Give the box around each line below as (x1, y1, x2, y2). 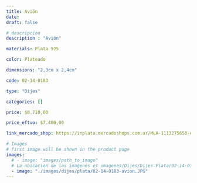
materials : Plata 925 (6, 46, 59, 52)
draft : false (6, 19, 38, 25)
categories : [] (6, 99, 43, 105)
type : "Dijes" (6, 88, 41, 94)
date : (6, 14, 19, 20)
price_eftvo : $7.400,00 (6, 120, 64, 126)
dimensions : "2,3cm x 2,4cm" (6, 67, 77, 73)
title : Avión (6, 8, 38, 15)
